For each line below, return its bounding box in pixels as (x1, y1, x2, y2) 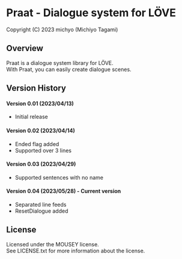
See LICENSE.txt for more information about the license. (6, 247, 145, 254)
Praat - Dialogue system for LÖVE (6, 6, 176, 20)
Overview (6, 43, 44, 53)
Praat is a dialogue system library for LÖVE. (6, 59, 114, 66)
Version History (6, 83, 66, 93)
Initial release (14, 113, 48, 120)
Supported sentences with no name (14, 174, 104, 181)
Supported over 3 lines (14, 147, 72, 154)
